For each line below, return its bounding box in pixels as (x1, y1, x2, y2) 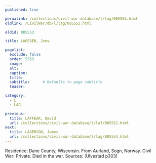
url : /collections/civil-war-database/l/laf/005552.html (9, 121, 129, 125)
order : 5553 (9, 57, 35, 62)
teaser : (9, 84, 26, 89)
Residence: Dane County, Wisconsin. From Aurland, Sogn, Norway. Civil (5, 148, 152, 154)
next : (5, 125, 16, 130)
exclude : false (9, 52, 41, 57)
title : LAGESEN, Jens (5, 39, 50, 43)
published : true (5, 7, 39, 12)
